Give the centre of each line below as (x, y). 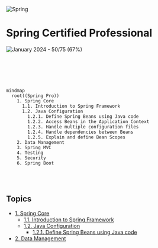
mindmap (16, 91)
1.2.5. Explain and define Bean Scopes (77, 137)
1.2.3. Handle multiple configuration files (83, 127)
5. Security (31, 158)
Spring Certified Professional (79, 33)
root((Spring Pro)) (36, 96)
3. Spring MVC (34, 147)
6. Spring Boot (36, 163)
